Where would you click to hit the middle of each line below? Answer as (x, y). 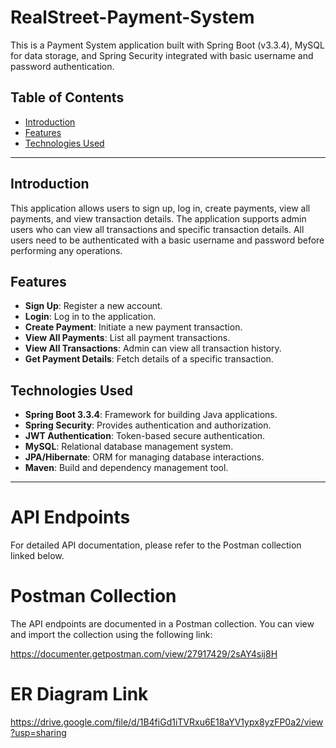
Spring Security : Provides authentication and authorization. (148, 425)
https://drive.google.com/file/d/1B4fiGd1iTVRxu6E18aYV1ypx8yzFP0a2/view (167, 722)
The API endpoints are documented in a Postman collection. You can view (162, 624)
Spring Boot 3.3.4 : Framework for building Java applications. (151, 415)
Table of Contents (67, 97)
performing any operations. (66, 250)
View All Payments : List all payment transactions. (127, 338)
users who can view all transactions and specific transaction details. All (157, 229)
